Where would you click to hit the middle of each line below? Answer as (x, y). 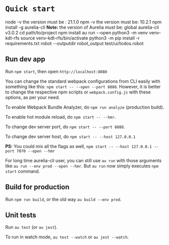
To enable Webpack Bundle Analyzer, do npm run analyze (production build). (85, 107)
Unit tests (21, 215)
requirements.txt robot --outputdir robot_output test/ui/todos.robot (74, 43)
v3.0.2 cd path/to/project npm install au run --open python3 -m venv (76, 32)
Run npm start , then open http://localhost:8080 (56, 71)
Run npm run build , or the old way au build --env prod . (64, 199)
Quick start (30, 9)
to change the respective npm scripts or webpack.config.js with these (78, 92)
